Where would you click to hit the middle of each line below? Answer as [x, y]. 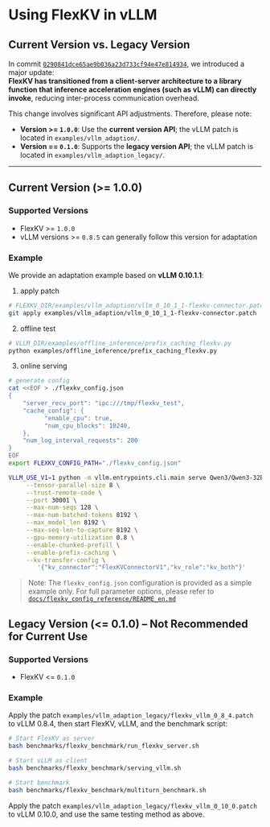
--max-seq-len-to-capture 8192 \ [82, 530]
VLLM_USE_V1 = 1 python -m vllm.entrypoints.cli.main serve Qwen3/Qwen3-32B [136, 478]
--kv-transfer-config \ [66, 560]
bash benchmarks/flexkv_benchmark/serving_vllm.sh [95, 768]
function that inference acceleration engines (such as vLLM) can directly [133, 89]
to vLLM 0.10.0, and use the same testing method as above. [106, 814]
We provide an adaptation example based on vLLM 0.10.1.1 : [106, 275]
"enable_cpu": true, [78, 418]
